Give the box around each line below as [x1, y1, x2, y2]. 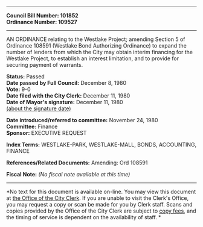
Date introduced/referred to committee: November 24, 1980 [6, 117, 158, 123]
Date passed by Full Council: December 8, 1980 [6, 79, 127, 86]
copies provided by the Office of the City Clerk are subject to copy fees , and [6, 207, 196, 214]
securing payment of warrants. [6, 61, 83, 68]
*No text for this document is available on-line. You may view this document [6, 188, 196, 195]
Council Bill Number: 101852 [6, 12, 79, 19]
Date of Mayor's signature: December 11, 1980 [6, 99, 123, 105]
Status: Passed [6, 73, 45, 80]
